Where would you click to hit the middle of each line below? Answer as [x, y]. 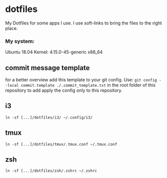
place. [12, 28]
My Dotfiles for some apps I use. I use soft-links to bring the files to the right [84, 23]
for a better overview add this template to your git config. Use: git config [81, 80]
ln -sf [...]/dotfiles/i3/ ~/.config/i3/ [49, 117]
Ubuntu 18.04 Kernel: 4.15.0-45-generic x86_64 [54, 52]
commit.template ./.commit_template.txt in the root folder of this [88, 85]
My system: [20, 41]
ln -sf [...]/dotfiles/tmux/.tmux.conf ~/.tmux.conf [61, 144]
